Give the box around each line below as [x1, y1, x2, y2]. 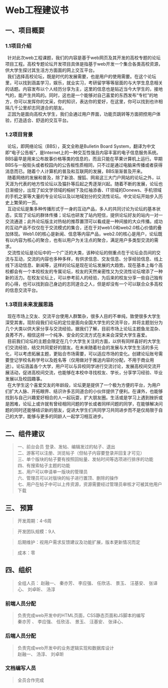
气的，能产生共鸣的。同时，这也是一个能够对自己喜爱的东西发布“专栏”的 [5, 92, 154, 98]
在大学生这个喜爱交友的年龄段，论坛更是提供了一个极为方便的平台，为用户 [7, 382, 161, 388]
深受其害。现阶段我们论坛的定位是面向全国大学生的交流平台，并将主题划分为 [5, 319, 163, 325]
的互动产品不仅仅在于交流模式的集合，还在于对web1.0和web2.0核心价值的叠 [5, 225, 162, 231]
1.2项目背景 [5, 131, 33, 138]
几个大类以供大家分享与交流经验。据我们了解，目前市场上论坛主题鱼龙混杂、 [5, 326, 163, 332]
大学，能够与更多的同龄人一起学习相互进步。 [13, 414, 106, 420]
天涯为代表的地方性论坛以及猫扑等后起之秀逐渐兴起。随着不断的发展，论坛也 [5, 181, 163, 187]
